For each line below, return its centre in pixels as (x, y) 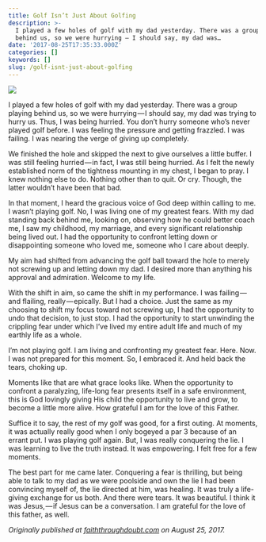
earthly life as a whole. (45, 335)
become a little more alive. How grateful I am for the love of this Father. (124, 407)
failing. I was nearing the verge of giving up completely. (99, 138)
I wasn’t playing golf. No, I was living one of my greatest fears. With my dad (131, 211)
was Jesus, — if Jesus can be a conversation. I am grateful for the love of (127, 505)
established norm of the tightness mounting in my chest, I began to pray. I (129, 171)
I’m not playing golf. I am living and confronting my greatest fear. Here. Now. (132, 350)
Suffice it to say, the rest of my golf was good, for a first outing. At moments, (133, 423)
